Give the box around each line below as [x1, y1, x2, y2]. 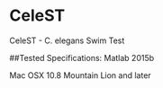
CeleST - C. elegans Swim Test [9, 35, 125, 46]
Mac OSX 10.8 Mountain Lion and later [9, 69, 151, 81]
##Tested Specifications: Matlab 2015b [9, 52, 155, 63]
